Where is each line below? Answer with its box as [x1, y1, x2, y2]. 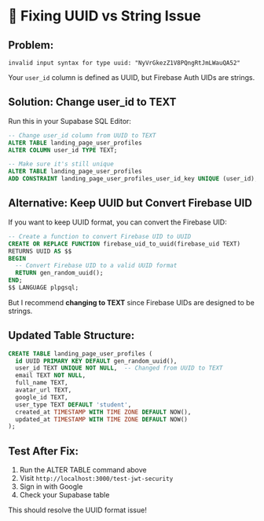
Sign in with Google [19, 482, 83, 491]
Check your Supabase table [19, 490, 110, 500]
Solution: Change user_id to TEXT [8, 96, 177, 109]
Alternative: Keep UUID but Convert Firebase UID [8, 196, 253, 210]
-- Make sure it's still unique [8, 160, 114, 168]
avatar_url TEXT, [15, 386, 72, 395]
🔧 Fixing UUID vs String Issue [8, 7, 202, 25]
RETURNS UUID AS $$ [8, 247, 72, 255]
